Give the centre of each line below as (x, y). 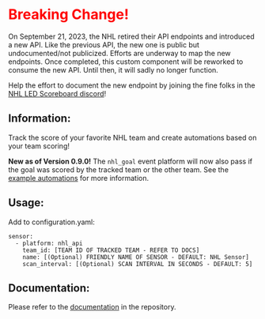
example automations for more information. (79, 178)
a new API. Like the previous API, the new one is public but (104, 44)
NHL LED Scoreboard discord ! (57, 93)
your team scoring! (39, 146)
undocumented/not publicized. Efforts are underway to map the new (119, 53)
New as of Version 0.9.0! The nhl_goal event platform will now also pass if (131, 161)
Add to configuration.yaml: (51, 222)
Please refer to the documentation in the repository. (92, 307)
